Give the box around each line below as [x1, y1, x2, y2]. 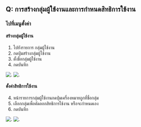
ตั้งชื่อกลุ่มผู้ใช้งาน [13, 56, 42, 62]
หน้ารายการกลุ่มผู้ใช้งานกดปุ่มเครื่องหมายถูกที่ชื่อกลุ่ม [13, 95, 99, 101]
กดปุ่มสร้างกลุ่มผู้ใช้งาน [13, 50, 51, 56]
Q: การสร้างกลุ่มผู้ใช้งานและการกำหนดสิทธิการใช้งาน [6, 5, 136, 14]
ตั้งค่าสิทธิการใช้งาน [6, 83, 38, 89]
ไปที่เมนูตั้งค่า [6, 20, 31, 27]
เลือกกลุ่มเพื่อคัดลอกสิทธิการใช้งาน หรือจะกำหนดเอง [13, 100, 99, 106]
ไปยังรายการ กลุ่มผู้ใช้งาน [13, 44, 55, 51]
